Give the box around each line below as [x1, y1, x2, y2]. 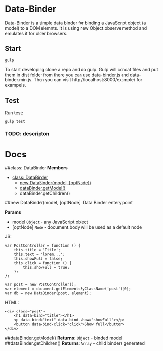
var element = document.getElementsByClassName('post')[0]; [5, 286, 132, 292]
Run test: [5, 110, 24, 116]
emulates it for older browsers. [5, 30, 68, 36]
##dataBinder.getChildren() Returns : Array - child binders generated [5, 340, 145, 346]
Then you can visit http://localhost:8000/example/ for [34, 77, 143, 82]
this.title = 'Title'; [14, 248, 61, 253]
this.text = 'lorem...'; [14, 252, 65, 257]
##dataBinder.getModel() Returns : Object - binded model [5, 335, 122, 341]
